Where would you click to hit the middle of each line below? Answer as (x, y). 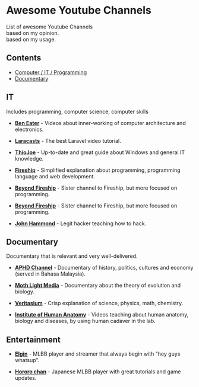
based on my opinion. (33, 33)
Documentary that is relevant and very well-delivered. (72, 256)
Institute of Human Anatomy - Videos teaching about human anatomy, (102, 315)
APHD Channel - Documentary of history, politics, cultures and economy (104, 268)
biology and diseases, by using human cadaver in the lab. (85, 321)
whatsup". (27, 360)
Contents (24, 58)
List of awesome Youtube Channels (50, 27)
